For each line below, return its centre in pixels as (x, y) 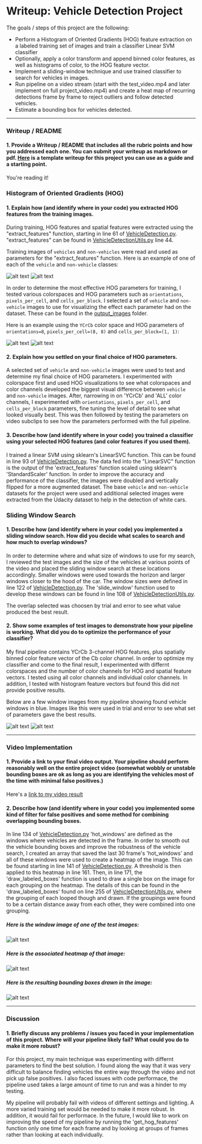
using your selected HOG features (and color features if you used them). (98, 441)
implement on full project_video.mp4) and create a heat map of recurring (105, 90)
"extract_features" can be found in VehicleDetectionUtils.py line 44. (90, 240)
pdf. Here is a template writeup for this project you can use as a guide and (100, 158)
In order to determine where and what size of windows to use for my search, (101, 555)
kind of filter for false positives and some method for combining (87, 814)
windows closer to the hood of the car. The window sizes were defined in (97, 581)
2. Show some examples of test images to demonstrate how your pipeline (100, 626)
